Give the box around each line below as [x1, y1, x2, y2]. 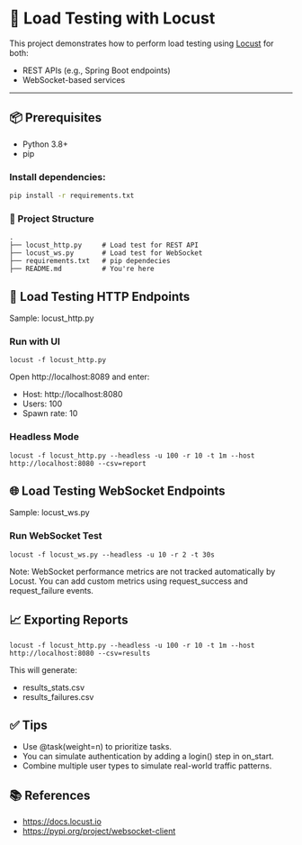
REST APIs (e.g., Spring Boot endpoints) [22, 65, 171, 76]
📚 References [9, 787, 91, 803]
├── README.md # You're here [9, 265, 155, 274]
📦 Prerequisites [9, 110, 102, 125]
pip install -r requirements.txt [9, 191, 135, 201]
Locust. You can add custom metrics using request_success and [9, 576, 249, 586]
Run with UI [9, 335, 60, 348]
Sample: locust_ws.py [9, 507, 90, 518]
